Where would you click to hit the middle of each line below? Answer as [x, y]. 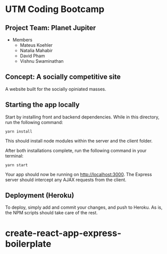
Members [22, 40]
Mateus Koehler [36, 45]
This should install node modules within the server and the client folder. [79, 141]
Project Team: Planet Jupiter [51, 28]
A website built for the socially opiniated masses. [56, 89]
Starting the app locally [42, 105]
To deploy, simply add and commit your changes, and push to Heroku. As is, [84, 207]
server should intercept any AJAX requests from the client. [66, 180]
